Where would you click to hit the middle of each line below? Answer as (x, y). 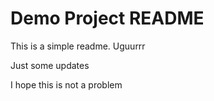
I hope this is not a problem (66, 84)
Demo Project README (107, 18)
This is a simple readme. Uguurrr (78, 46)
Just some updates (50, 65)
